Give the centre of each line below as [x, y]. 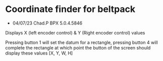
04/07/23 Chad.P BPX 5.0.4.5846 [47, 23]
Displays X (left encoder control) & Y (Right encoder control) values [75, 32]
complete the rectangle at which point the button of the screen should [78, 47]
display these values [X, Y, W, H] [39, 53]
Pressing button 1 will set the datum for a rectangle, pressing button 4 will [82, 42]
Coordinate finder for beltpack [70, 9]
